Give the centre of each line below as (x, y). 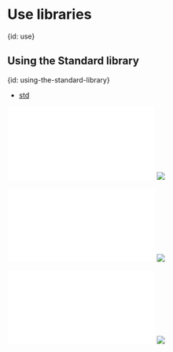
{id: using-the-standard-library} (59, 79)
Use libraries (50, 15)
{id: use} (21, 36)
